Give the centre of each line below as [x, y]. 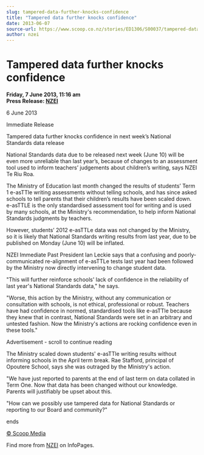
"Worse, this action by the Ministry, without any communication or [89, 298]
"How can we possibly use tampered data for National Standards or [91, 403]
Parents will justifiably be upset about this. [59, 392]
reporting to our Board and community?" [57, 410]
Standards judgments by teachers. [49, 218]
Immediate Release [30, 125]
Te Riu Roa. [20, 174]
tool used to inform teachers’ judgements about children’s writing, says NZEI [102, 168]
